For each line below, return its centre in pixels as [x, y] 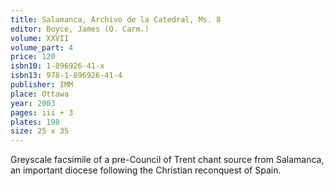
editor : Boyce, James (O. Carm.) [80, 29]
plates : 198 [35, 122]
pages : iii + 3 [42, 112]
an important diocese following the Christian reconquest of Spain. [146, 170]
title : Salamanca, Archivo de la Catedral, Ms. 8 [116, 19]
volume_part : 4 [42, 47]
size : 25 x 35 [40, 131]
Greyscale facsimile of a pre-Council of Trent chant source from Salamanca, [167, 160]
